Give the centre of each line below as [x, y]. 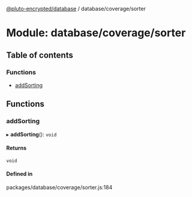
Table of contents [40, 55]
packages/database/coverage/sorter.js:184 [59, 187]
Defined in [19, 174]
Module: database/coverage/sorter [96, 33]
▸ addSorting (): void [31, 134]
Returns [16, 148]
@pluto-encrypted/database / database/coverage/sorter [76, 9]
